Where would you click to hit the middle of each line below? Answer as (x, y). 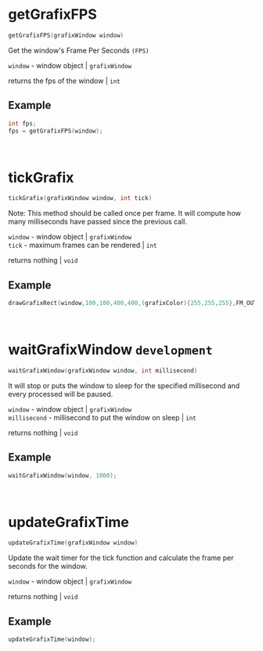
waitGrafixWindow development (110, 350)
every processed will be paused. (61, 394)
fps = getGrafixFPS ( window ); (56, 131)
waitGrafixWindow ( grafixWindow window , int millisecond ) (103, 370)
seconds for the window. (48, 566)
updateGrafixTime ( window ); (52, 639)
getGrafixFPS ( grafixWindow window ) (66, 35)
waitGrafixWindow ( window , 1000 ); (63, 475)
